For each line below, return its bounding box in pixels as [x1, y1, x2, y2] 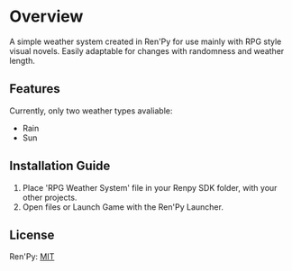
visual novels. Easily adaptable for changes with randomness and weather [9, 45, 285, 56]
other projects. [22, 192, 78, 203]
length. [9, 55, 36, 66]
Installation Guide [9, 158, 111, 174]
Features [9, 81, 60, 96]
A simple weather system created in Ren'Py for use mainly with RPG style [9, 36, 282, 47]
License [9, 227, 55, 242]
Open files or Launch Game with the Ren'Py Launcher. [22, 201, 224, 212]
